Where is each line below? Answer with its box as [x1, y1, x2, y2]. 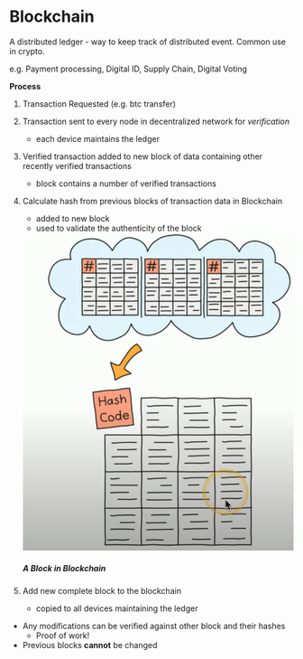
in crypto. [9, 45, 45, 56]
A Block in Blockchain [22, 562, 106, 573]
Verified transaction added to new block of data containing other [22, 151, 263, 162]
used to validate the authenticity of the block [35, 222, 203, 233]
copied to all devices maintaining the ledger [35, 603, 198, 614]
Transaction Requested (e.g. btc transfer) [22, 98, 177, 109]
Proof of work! [35, 630, 90, 641]
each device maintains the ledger [35, 133, 161, 144]
